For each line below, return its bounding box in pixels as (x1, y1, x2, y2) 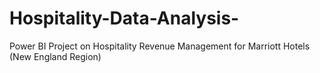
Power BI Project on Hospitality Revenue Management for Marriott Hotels (9, 40, 311, 52)
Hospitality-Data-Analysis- (9, 7, 240, 30)
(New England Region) (9, 50, 102, 62)
